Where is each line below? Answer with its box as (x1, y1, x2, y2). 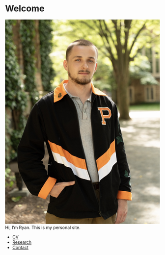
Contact (12, 244, 28, 250)
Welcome (5, 3, 45, 14)
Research (12, 239, 32, 245)
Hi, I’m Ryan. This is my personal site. (5, 224, 81, 230)
